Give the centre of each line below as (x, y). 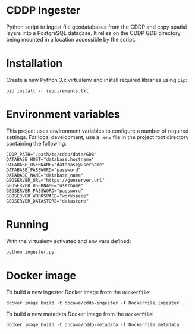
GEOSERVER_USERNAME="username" (45, 185)
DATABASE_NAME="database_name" (45, 175)
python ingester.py (30, 252)
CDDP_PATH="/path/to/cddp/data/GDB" (51, 154)
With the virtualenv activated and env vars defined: (69, 241)
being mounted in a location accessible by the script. (71, 39)
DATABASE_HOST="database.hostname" (50, 159)
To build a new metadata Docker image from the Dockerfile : (80, 314)
